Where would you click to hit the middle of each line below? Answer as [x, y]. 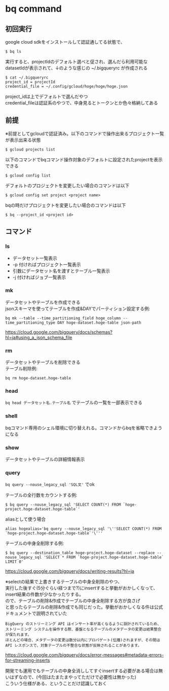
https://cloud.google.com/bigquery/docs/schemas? [59, 332]
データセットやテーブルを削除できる [43, 362]
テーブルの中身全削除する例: [35, 543]
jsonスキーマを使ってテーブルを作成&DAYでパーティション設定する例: [78, 308]
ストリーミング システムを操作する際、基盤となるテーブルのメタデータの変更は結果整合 [83, 630]
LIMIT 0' [14, 562]
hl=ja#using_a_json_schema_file [39, 337]
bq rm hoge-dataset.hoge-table [38, 378]
